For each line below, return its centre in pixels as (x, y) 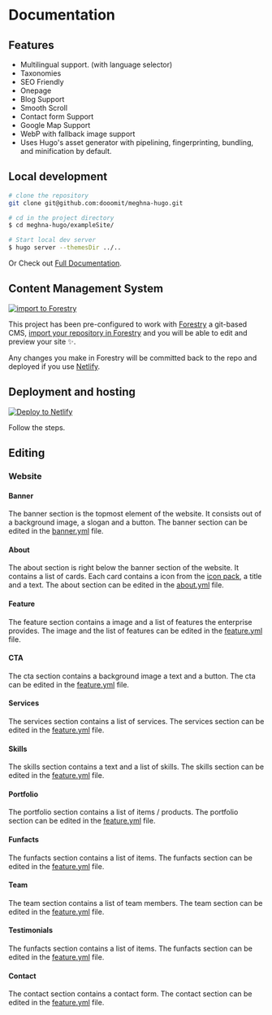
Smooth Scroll (43, 108)
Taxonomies (41, 73)
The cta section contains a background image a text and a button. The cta (132, 676)
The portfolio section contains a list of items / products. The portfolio (123, 812)
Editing (27, 453)
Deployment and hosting (72, 392)
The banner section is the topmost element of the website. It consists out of (135, 514)
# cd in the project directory (61, 217)
